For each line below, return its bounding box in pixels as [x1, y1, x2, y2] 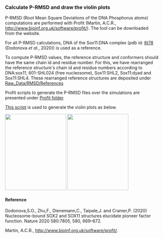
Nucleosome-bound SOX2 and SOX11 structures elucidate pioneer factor [5, 213, 151, 219]
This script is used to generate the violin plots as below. [5, 104, 117, 110]
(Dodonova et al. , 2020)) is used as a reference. [5, 45, 102, 51]
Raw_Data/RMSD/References [5, 80, 63, 86]
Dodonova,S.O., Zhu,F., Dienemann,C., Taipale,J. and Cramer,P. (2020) [5, 207, 147, 213]
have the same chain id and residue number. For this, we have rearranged [5, 60, 153, 66]
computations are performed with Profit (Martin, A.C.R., [5, 20, 116, 26]
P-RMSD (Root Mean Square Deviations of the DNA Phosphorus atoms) [5, 15, 148, 21]
